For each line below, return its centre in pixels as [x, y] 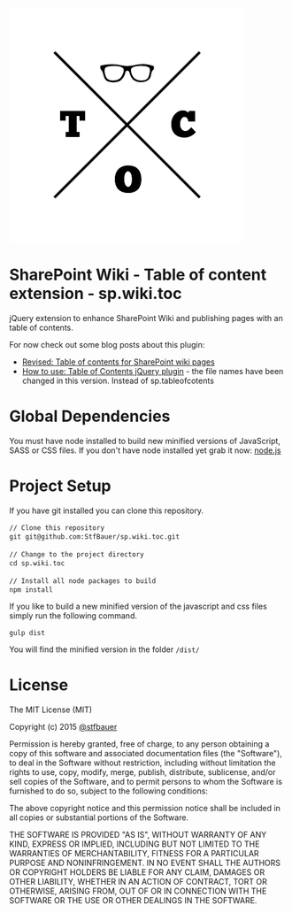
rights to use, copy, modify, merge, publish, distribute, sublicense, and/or [142, 771]
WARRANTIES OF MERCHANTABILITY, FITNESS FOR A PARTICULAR [134, 853]
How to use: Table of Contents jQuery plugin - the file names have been [153, 371]
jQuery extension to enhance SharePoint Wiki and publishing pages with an [146, 318]
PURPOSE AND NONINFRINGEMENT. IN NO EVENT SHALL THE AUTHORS [145, 863]
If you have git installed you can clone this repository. [106, 510]
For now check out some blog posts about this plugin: [107, 344]
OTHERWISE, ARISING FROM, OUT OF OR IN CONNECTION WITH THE [138, 891]
